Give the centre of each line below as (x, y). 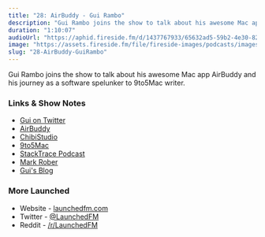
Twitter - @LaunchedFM (59, 217)
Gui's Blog (36, 171)
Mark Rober (39, 162)
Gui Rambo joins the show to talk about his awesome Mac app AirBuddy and (132, 74)
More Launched (39, 191)
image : (19, 45)
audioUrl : (24, 37)
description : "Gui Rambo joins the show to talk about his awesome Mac (128, 23)
